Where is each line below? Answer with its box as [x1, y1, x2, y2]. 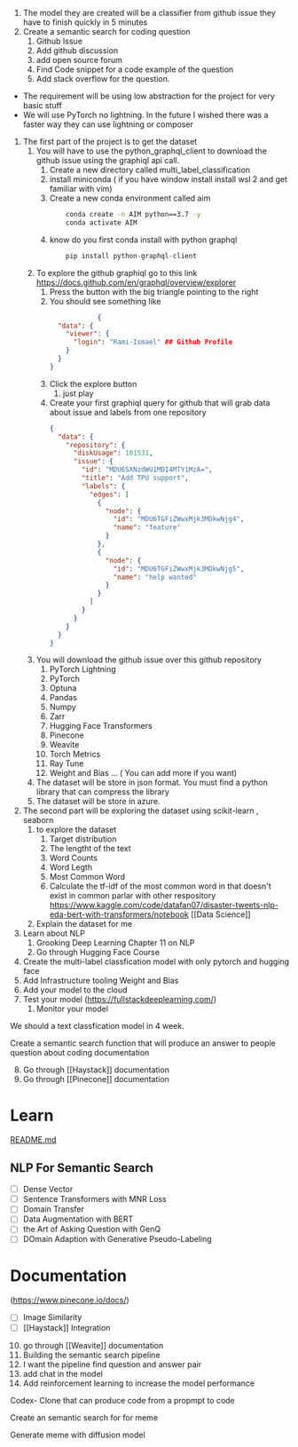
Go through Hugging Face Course [35, 947, 161, 958]
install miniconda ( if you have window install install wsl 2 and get [49, 174, 287, 185]
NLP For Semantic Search [10, 1160, 154, 1175]
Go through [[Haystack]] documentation [22, 1064, 169, 1075]
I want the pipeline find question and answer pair [22, 1358, 202, 1370]
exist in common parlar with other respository [49, 890, 216, 901]
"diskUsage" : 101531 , [73, 448, 153, 458]
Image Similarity [22, 1312, 82, 1323]
